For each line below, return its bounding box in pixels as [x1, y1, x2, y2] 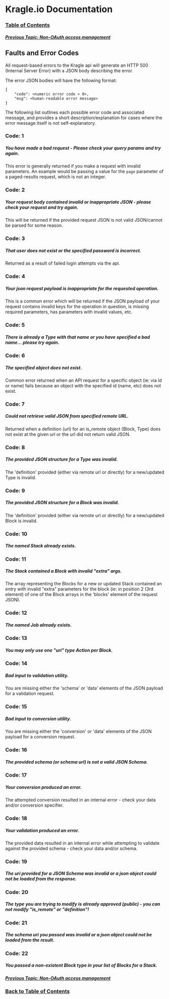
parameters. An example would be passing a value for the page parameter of [5, 168, 164, 175]
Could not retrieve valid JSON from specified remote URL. [5, 413, 129, 419]
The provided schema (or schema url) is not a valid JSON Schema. [5, 759, 148, 765]
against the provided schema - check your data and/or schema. [5, 845, 138, 852]
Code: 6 [5, 352, 25, 359]
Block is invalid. [5, 518, 38, 524]
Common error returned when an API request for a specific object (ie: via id [5, 377, 162, 383]
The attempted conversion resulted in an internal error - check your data [5, 797, 156, 803]
